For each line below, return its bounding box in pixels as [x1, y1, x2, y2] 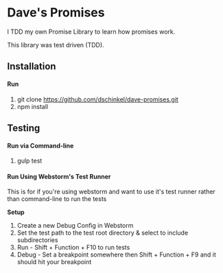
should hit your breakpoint [16, 258, 92, 266]
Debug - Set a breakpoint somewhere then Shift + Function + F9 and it [16, 250, 216, 259]
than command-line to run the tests [7, 195, 107, 203]
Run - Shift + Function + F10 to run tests [16, 244, 130, 252]
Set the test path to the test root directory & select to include [16, 228, 189, 237]
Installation [7, 60, 56, 73]
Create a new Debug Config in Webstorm [16, 222, 134, 230]
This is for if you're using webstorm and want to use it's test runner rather [7, 187, 216, 196]
